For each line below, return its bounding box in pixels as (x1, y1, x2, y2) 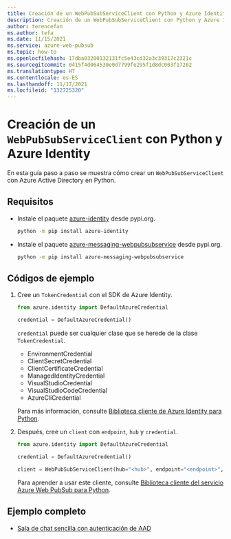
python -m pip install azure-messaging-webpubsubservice (16, 253, 184, 261)
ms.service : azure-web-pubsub (7, 42, 94, 49)
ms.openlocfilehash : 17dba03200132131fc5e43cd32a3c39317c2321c (7, 55, 192, 62)
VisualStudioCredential (27, 379, 93, 387)
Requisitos (7, 196, 54, 207)
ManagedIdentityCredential (27, 372, 105, 380)
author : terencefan (7, 23, 63, 30)
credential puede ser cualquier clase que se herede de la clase (16, 329, 198, 338)
